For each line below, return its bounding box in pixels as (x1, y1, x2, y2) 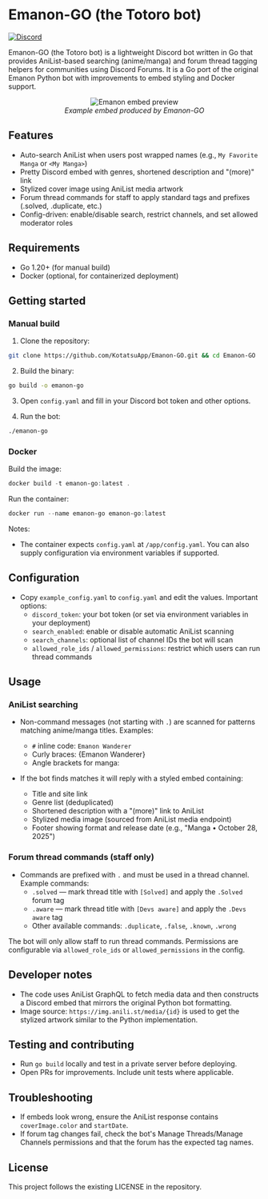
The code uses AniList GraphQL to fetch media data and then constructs (19, 989, 259, 999)
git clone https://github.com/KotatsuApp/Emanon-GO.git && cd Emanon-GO (8, 352, 256, 360)
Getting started (8, 294, 86, 307)
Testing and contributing (8, 1037, 134, 1051)
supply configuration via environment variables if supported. (19, 548, 220, 558)
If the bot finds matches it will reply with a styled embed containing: (19, 773, 244, 783)
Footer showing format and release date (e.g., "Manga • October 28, (31, 823, 258, 833)
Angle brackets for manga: (31, 758, 120, 768)
